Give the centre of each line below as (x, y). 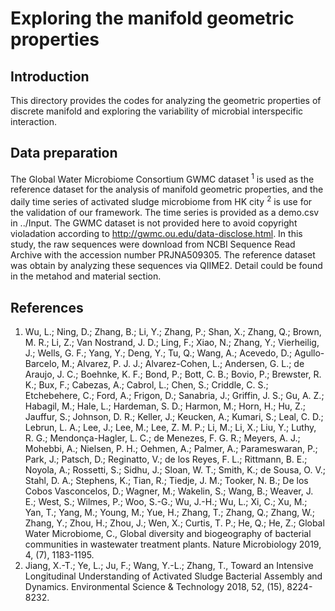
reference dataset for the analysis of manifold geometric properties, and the (167, 189)
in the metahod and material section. (86, 276)
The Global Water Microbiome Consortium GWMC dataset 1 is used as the (162, 178)
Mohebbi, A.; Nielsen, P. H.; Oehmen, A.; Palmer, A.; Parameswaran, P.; (171, 448)
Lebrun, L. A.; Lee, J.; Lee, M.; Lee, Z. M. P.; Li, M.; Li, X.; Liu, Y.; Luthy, (170, 427)
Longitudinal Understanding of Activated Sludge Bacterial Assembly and (173, 576)
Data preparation (64, 153)
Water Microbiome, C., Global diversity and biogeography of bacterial (168, 533)
